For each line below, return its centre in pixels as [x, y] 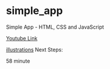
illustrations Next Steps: [34, 49]
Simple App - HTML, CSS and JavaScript [55, 27]
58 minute [18, 61]
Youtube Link [22, 38]
